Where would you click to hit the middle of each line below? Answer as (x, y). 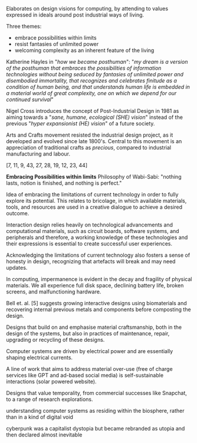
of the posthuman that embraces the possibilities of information (84, 68)
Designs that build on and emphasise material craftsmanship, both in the (94, 327)
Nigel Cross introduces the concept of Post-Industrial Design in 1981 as (93, 111)
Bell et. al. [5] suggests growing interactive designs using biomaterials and (96, 303)
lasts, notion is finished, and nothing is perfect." (64, 183)
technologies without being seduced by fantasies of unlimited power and (95, 74)
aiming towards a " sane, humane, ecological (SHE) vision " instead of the (94, 117)
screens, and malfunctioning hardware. (54, 292)
